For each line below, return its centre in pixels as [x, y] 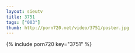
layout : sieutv [25, 11]
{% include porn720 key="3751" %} [49, 44]
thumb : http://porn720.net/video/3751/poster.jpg [68, 28]
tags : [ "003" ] [23, 22]
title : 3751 [20, 17]
